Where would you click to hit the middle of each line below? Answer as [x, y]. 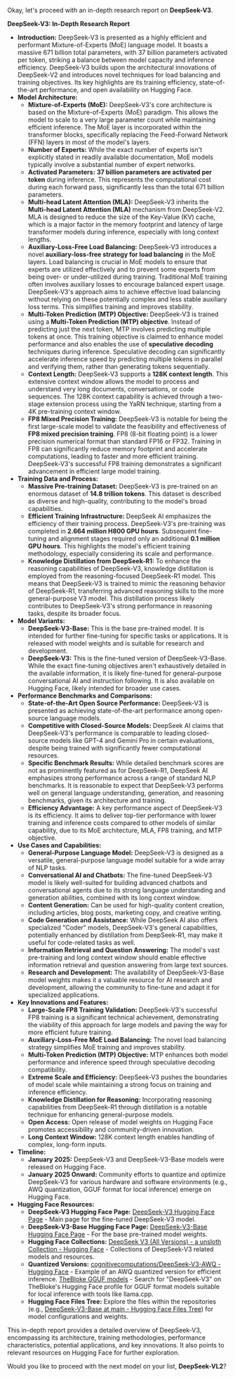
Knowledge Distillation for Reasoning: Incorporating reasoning [120, 1100]
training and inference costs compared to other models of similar [122, 823]
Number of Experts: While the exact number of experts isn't [115, 150]
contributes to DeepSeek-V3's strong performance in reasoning [120, 606]
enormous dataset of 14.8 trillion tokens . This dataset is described [125, 493]
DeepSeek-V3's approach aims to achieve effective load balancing [124, 292]
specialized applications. [63, 995]
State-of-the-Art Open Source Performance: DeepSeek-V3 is [118, 703]
